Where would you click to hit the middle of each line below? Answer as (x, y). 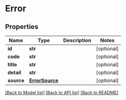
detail (14, 73)
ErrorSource (43, 80)
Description (77, 40)
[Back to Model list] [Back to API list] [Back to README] (62, 93)
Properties (22, 27)
